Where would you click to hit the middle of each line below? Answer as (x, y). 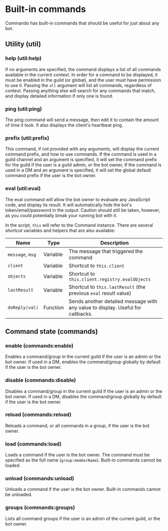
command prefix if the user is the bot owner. (51, 176)
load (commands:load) (33, 444)
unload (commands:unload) (40, 478)
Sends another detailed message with (113, 301)
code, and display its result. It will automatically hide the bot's (68, 205)
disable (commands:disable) (40, 380)
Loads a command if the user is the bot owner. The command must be (77, 455)
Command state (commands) (52, 331)
